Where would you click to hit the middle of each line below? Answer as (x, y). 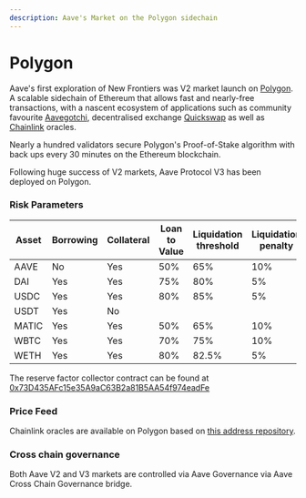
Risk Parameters (46, 205)
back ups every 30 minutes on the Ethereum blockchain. (115, 154)
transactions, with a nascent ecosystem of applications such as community (151, 107)
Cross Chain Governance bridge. (71, 484)
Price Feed (33, 411)
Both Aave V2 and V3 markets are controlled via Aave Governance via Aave (151, 474)
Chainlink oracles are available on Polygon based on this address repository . (153, 431)
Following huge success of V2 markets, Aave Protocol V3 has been (135, 172)
